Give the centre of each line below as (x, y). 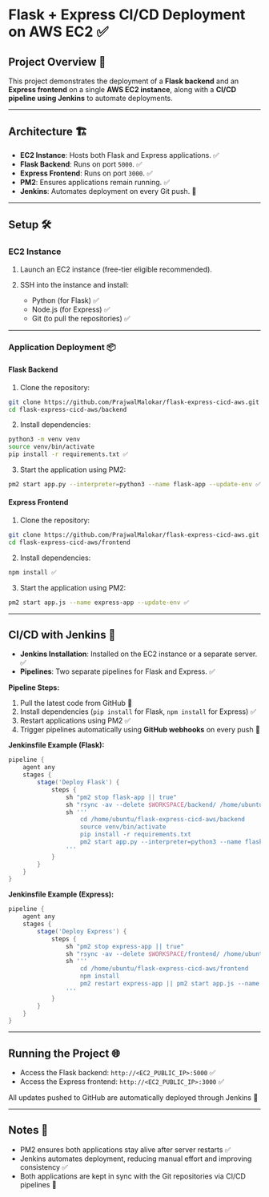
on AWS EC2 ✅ (58, 32)
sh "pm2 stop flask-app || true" (121, 797)
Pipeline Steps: (34, 687)
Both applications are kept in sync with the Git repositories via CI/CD (133, 1176)
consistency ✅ (44, 1167)
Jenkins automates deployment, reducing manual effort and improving (136, 1159)
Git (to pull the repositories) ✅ (81, 318)
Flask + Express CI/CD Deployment (127, 15)
